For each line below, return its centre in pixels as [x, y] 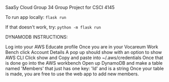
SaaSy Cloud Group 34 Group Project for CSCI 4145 [60, 7]
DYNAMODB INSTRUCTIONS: [37, 37]
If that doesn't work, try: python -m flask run [53, 27]
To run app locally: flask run [36, 17]
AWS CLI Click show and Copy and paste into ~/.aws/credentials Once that [84, 58]
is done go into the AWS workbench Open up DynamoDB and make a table [84, 63]
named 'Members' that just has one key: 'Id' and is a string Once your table [84, 69]
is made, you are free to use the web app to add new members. [72, 74]
